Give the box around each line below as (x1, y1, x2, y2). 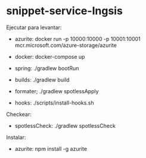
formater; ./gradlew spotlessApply (14, 87, 100, 94)
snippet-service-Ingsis (6, 4, 123, 18)
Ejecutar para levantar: (6, 24, 62, 31)
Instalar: (6, 134, 26, 141)
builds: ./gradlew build (14, 76, 70, 83)
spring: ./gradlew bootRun (14, 64, 79, 72)
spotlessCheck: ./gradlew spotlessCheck (14, 122, 116, 129)
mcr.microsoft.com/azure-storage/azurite (14, 42, 117, 49)
